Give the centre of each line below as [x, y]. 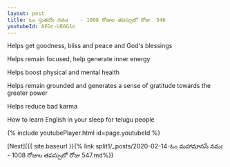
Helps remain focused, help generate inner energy [79, 59]
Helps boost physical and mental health [63, 72]
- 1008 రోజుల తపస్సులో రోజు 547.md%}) [60, 155]
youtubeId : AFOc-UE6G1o [41, 26]
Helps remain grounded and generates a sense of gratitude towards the [109, 86]
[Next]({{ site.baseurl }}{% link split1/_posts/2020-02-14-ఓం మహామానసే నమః [115, 146]
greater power [27, 93]
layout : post [26, 13]
